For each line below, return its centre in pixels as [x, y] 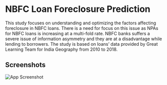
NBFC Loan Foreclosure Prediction [78, 9]
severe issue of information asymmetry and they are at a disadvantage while [83, 39]
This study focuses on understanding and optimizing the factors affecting [81, 23]
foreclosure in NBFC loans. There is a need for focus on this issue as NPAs [82, 28]
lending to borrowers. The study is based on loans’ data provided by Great [82, 44]
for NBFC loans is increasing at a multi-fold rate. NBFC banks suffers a [78, 33]
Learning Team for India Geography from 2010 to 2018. [62, 49]
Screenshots [25, 65]
